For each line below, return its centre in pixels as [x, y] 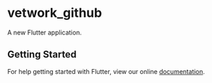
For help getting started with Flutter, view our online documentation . [106, 71]
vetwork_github [55, 13]
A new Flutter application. [45, 32]
